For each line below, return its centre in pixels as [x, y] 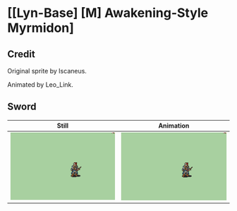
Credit [21, 54]
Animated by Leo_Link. [41, 85]
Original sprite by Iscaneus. [47, 71]
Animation [174, 126]
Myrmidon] [41, 28]
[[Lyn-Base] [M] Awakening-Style [108, 13]
